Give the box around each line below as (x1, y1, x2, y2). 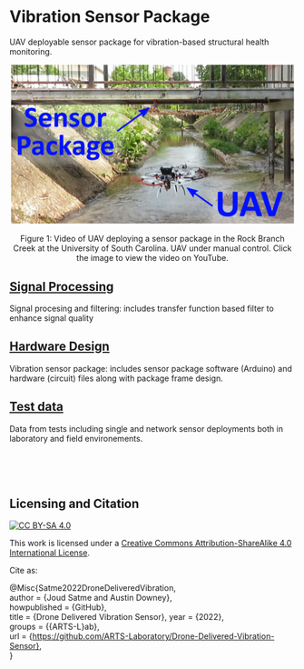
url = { (9, 631, 34, 642)
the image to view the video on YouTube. (76, 253, 229, 264)
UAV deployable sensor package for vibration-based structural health (9, 36, 270, 47)
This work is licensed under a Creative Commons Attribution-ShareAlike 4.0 (9, 538, 292, 549)
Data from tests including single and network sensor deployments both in (9, 423, 284, 434)
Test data (9, 399, 64, 414)
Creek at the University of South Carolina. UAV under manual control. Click (13, 243, 292, 254)
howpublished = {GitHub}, (9, 602, 107, 613)
